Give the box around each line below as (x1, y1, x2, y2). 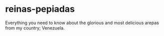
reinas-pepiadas (5, 3, 75, 15)
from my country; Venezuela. (5, 25, 65, 31)
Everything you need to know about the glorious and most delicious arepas (5, 20, 160, 26)
